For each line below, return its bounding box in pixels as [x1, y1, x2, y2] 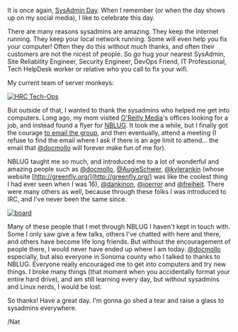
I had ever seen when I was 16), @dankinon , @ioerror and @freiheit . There [7, 180, 225, 188]
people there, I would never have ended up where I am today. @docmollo [7, 245, 221, 253]
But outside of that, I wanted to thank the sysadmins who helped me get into [7, 106, 230, 114]
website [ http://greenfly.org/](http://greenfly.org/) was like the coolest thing [7, 173, 228, 181]
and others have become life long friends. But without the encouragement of [7, 237, 231, 246]
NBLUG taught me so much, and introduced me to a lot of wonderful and [7, 157, 220, 166]
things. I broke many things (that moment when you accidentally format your [7, 268, 230, 275]
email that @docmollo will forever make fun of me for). [7, 144, 166, 151]
